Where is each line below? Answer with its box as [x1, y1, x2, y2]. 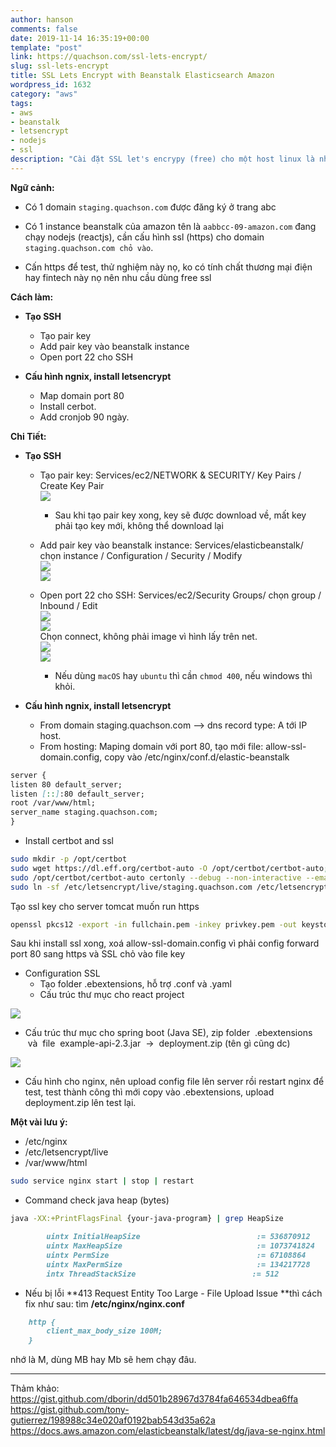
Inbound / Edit [39, 599, 98, 611]
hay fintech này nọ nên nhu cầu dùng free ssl [24, 271, 212, 283]
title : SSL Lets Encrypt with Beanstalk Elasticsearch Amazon [10, 71, 275, 81]
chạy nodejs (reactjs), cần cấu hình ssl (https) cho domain [24, 231, 265, 243]
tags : [10, 98, 33, 108]
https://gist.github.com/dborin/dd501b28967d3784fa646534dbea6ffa [10, 1393, 299, 1405]
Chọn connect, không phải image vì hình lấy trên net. [39, 630, 258, 642]
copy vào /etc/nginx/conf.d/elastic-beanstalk [104, 751, 290, 763]
